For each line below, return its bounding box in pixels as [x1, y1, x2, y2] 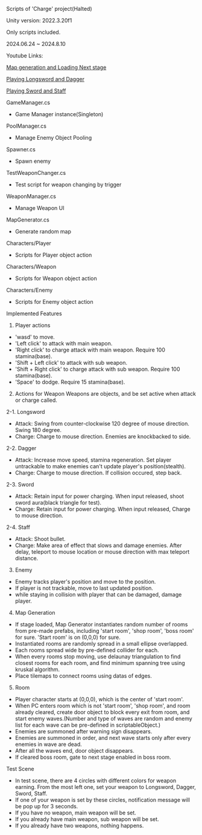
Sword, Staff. [14, 790, 48, 797]
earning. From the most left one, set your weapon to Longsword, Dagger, [14, 784, 196, 790]
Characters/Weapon [6, 263, 57, 270]
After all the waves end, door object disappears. [14, 747, 134, 754]
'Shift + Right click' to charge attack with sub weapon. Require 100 [14, 365, 180, 373]
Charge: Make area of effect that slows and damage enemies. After [14, 542, 182, 549]
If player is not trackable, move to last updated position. [14, 584, 154, 592]
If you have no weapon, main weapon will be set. [14, 809, 137, 816]
